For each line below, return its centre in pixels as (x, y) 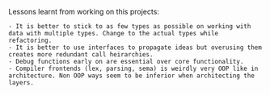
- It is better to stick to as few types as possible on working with (130, 27)
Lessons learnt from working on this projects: (84, 12)
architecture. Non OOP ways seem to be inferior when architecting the (131, 76)
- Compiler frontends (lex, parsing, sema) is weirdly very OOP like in (133, 68)
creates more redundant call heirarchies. (81, 55)
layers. (21, 83)
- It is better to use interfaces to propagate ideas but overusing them (135, 47)
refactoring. (30, 40)
